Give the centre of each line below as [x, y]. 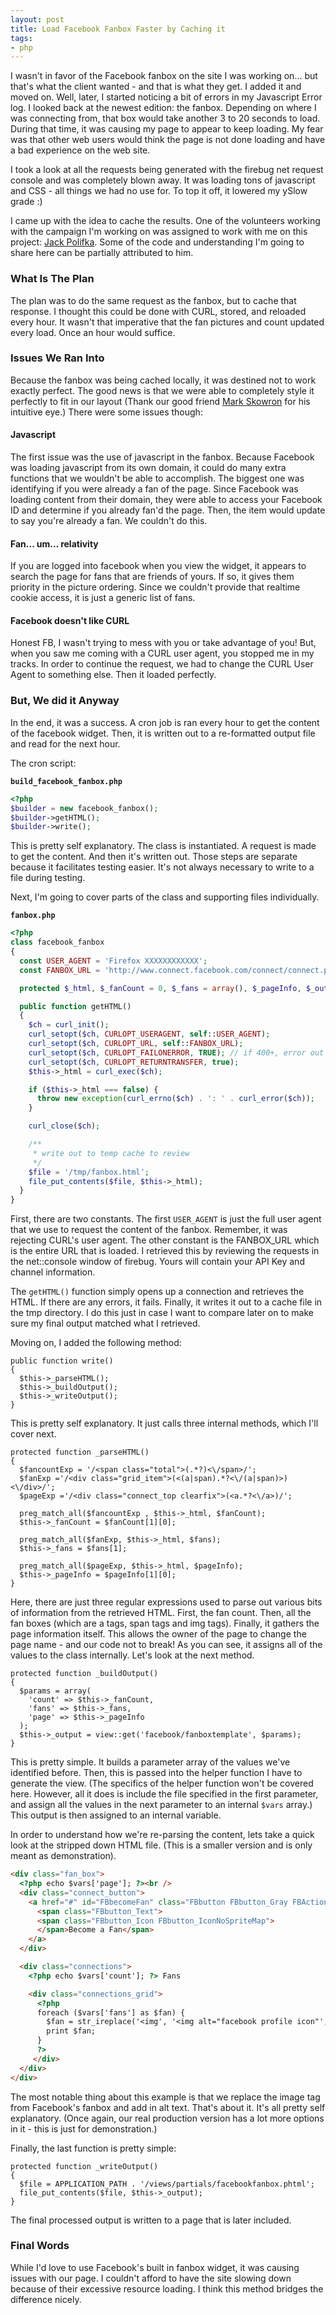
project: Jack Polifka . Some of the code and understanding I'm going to [157, 242]
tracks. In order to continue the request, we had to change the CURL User [162, 664]
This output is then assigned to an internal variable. [116, 1815]
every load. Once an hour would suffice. [93, 332]
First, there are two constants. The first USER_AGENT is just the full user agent [166, 1219]
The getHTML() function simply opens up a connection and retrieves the [157, 1292]
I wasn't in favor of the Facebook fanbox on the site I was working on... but [164, 76]
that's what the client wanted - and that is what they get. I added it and [156, 87]
